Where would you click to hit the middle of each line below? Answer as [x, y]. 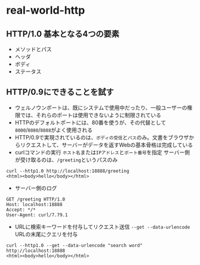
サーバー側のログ [36, 188]
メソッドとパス [33, 49]
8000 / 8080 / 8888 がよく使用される [54, 130]
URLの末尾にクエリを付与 [46, 234]
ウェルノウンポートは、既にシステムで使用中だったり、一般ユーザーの [101, 107]
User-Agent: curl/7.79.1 [37, 215]
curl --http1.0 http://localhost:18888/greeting [68, 171]
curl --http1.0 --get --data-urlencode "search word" [75, 245]
